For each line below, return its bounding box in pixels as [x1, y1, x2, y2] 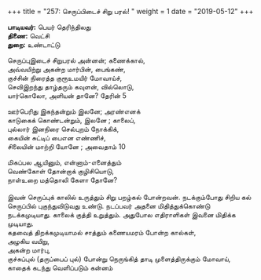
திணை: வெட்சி [7, 31, 50, 40]
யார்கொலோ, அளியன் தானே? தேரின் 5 [7, 91, 127, 100]
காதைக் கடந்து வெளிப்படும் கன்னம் [7, 263, 113, 272]
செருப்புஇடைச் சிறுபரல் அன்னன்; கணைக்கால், [7, 56, 146, 65]
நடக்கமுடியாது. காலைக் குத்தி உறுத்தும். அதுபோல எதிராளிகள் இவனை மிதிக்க [7, 210, 237, 219]
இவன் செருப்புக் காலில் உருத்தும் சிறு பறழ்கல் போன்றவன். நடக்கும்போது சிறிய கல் [7, 192, 252, 202]
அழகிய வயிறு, [7, 237, 50, 245]
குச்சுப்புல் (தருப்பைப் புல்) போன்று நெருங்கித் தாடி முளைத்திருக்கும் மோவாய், [7, 254, 231, 264]
